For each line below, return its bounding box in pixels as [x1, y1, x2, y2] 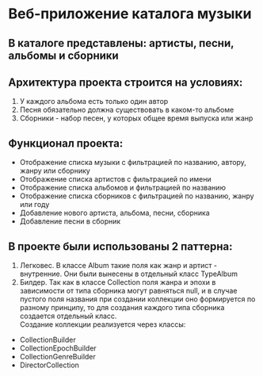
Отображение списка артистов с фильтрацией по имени [19, 175, 212, 184]
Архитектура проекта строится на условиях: [8, 75, 243, 89]
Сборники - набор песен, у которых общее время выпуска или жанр [19, 113, 253, 123]
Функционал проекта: [8, 136, 124, 150]
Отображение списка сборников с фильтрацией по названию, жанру [19, 191, 255, 201]
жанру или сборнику [19, 166, 91, 175]
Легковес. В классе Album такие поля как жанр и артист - [19, 261, 218, 270]
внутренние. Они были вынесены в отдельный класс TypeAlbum [19, 269, 238, 278]
